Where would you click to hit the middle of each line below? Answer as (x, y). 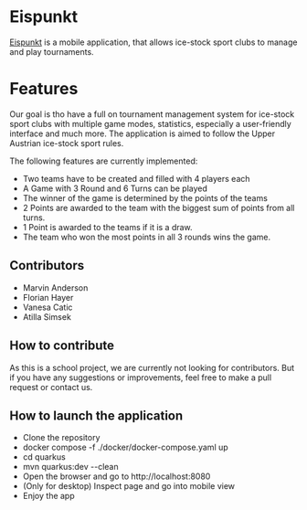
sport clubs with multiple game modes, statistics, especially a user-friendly (151, 123)
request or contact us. (51, 387)
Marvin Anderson (55, 287)
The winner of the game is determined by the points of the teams (145, 197)
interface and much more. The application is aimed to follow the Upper (143, 133)
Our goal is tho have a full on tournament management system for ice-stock (152, 114)
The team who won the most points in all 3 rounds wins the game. (147, 237)
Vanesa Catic (48, 307)
